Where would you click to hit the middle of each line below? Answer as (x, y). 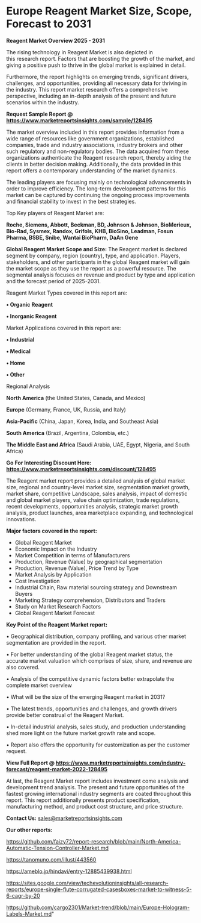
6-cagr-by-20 (23, 895)
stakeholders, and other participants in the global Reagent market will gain (98, 262)
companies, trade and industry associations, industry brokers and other (94, 145)
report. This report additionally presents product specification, (83, 800)
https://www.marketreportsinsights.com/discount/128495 (81, 469)
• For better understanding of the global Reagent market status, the (89, 654)
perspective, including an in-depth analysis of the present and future (91, 96)
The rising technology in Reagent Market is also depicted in (79, 52)
